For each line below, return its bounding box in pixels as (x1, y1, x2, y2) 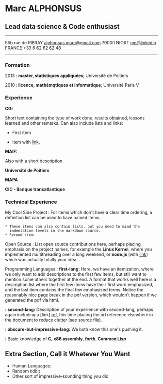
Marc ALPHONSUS (5, 3, 82, 14)
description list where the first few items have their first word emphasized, (5, 281, 154, 288)
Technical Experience (5, 198, 57, 205)
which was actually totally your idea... (5, 256, 80, 262)
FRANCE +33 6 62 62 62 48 (5, 45, 62, 51)
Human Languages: (12, 363, 51, 368)
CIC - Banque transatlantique (5, 186, 65, 192)
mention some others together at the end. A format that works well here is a (5, 276, 157, 282)
